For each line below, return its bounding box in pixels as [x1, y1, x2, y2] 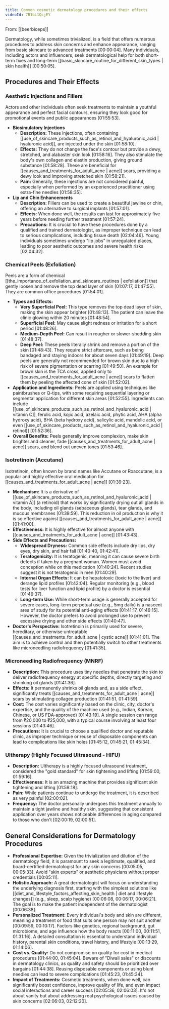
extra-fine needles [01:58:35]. [20, 189, 82, 196]
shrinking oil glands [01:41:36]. [12, 680, 77, 686]
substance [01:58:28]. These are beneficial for [20, 163, 117, 169]
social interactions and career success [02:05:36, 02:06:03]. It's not [12, 987, 155, 993]
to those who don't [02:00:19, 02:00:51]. [12, 817, 96, 823]
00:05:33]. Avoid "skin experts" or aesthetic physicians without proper [12, 869, 159, 875]
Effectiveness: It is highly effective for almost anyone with [12, 526, 135, 532]
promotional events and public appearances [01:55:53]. [5, 115, 120, 121]
